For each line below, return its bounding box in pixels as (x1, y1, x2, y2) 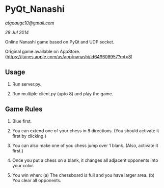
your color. (12, 162, 34, 168)
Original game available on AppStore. (5, 48, 81, 54)
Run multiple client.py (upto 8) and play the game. (12, 90, 113, 97)
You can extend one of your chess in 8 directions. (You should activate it (12, 127, 159, 134)
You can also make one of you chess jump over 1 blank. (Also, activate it (12, 142, 159, 149)
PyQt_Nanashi (5, 3, 65, 15)
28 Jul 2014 (5, 29, 29, 35)
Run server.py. (12, 81, 42, 87)
